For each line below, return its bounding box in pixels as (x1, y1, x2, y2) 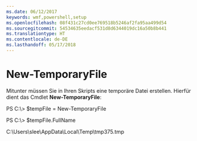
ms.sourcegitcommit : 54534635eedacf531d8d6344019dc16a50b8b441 (6, 25, 167, 32)
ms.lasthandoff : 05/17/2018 (6, 42, 76, 48)
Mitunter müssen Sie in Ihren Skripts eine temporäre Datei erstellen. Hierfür (6, 87, 191, 94)
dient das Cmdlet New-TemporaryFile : (6, 93, 101, 101)
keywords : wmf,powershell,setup (6, 14, 87, 20)
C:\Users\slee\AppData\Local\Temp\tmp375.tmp (6, 128, 124, 135)
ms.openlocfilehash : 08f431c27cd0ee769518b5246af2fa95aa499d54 (6, 20, 167, 26)
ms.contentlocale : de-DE (6, 36, 68, 42)
